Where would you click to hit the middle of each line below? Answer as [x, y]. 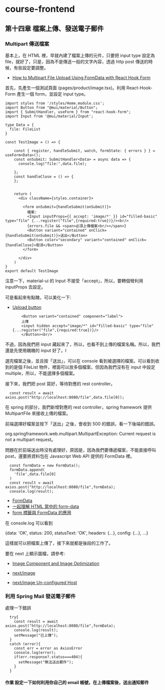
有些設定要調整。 [31, 68]
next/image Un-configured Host [45, 582]
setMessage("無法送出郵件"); [46, 662]
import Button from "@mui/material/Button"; [51, 108]
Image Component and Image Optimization [56, 563]
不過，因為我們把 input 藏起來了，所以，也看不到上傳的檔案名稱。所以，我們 [82, 344]
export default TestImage [32, 271]
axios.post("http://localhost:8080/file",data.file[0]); [65, 397]
